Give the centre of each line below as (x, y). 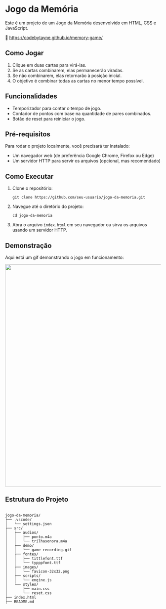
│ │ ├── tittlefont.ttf (34, 558)
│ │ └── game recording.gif (38, 550)
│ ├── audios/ (22, 532)
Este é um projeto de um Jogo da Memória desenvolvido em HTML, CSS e (81, 23)
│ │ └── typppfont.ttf (33, 563)
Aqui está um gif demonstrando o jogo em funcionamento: (64, 257)
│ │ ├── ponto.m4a (28, 537)
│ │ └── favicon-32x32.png (37, 571)
